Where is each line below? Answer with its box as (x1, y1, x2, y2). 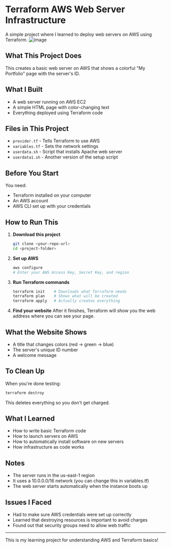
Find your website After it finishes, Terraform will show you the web (12, 307, 156, 314)
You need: (5, 182, 27, 189)
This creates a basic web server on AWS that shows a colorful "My (5, 65, 146, 71)
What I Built (5, 85, 43, 94)
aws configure (12, 265, 43, 270)
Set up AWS (12, 255, 39, 261)
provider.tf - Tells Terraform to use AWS (12, 138, 100, 144)
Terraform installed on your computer (12, 192, 92, 198)
